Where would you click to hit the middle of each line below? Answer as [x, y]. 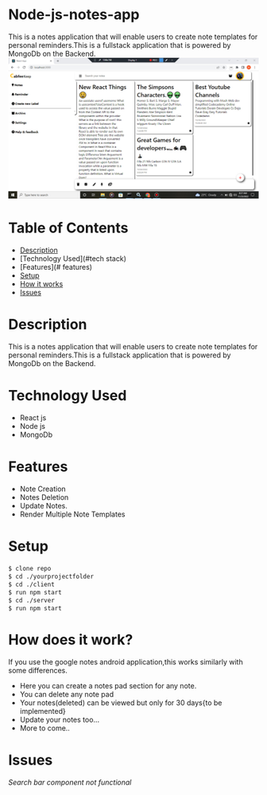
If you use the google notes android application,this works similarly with [126, 661]
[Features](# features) [56, 267]
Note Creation [43, 489]
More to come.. [44, 728]
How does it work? [71, 639]
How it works [41, 283]
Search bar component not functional [70, 782]
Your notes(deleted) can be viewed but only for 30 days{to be [121, 703]
